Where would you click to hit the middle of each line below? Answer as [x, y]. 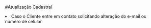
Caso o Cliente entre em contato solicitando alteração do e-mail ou [79, 16]
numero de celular [24, 21]
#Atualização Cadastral [29, 7]
